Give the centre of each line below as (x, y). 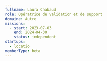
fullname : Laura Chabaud (31, 10)
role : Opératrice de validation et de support (54, 14)
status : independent (35, 37)
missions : (15, 23)
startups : (15, 42)
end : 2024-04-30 (31, 32)
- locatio (19, 46)
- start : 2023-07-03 (31, 28)
